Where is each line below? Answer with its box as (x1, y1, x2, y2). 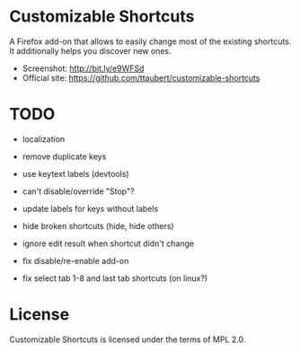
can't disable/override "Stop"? (22, 186, 135, 197)
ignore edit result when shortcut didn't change (22, 238, 195, 249)
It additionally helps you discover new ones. (9, 45, 172, 56)
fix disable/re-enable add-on (22, 255, 129, 266)
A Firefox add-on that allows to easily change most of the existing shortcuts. (9, 36, 292, 47)
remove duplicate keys (22, 151, 107, 162)
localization (22, 133, 66, 145)
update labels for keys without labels (22, 203, 159, 214)
